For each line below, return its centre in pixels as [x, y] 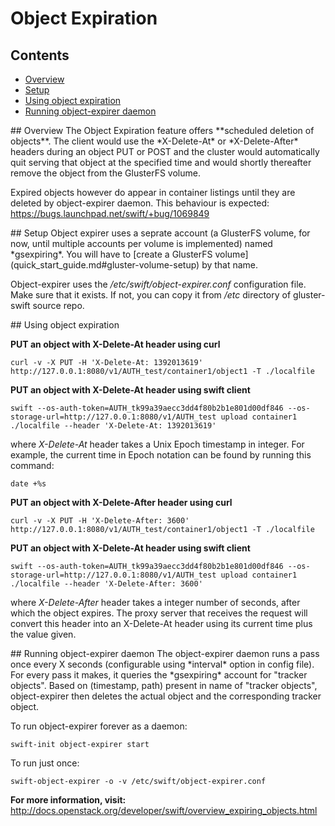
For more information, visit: [68, 800]
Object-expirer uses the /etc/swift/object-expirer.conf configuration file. [158, 284]
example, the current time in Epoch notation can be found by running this [161, 455]
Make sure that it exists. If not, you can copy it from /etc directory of [151, 295]
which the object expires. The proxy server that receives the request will [159, 613]
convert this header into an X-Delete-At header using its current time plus [161, 623]
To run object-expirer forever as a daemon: [99, 726]
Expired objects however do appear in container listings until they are [153, 192]
